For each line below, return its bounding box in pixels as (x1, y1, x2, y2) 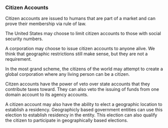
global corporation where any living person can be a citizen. (5, 71, 130, 77)
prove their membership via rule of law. (5, 21, 87, 27)
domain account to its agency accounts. (5, 92, 89, 98)
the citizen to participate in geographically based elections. (5, 117, 129, 123)
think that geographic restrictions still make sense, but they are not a (5, 51, 148, 57)
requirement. (5, 56, 32, 62)
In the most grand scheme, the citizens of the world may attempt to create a (5, 66, 163, 72)
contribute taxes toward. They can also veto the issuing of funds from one (5, 86, 159, 92)
